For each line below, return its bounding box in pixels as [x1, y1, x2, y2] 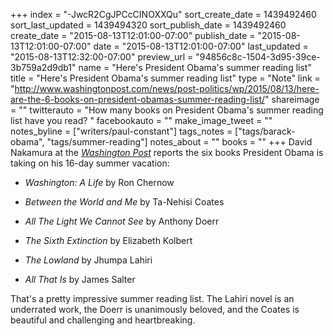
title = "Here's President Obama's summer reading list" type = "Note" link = [10, 72, 321, 84]
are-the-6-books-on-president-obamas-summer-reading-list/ [10, 94, 266, 105]
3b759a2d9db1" [10, 62, 77, 73]
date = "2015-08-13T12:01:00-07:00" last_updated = [93, 40, 309, 52]
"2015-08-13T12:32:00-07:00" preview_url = [10, 51, 194, 63]
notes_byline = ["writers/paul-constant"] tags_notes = [10, 125, 233, 137]
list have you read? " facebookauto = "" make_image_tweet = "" [10, 115, 273, 126]
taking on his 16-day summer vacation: [10, 157, 170, 169]
